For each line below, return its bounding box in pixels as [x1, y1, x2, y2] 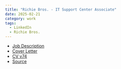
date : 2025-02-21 [5, 12, 40, 17]
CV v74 [12, 53, 27, 59]
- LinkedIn [9, 25, 32, 30]
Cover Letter [12, 48, 38, 54]
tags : [5, 20, 16, 26]
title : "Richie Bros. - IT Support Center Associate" [5, 7, 117, 12]
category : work [5, 16, 36, 21]
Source [12, 59, 27, 64]
